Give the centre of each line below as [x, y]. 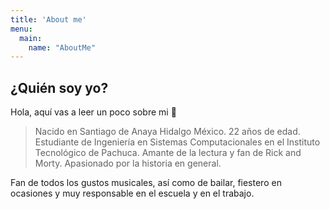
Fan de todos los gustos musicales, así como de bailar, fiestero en [146, 183]
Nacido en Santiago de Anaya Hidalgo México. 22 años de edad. [167, 132]
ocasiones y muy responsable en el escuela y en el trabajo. [132, 193]
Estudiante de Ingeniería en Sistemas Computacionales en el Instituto [177, 142]
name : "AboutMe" [62, 47]
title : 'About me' [48, 19]
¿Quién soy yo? [59, 87]
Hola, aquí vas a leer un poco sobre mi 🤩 [93, 112]
